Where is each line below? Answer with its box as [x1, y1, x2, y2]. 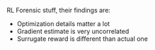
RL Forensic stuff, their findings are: [6, 6, 111, 14]
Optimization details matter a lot [16, 20, 110, 27]
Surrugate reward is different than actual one [16, 35, 148, 43]
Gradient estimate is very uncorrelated [16, 27, 130, 35]
